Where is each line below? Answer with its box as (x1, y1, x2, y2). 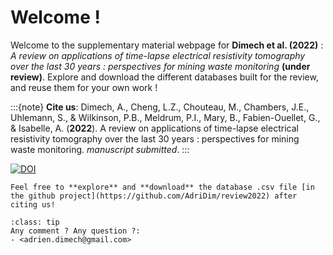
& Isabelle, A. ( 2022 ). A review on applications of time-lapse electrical (10, 122, 299, 134)
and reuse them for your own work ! (10, 81, 158, 93)
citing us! (10, 199, 56, 210)
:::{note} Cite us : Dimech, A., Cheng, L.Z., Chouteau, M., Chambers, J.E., (10, 101, 310, 113)
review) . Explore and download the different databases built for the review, (10, 71, 319, 83)
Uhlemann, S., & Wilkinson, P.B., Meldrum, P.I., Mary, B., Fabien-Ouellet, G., (10, 111, 321, 123)
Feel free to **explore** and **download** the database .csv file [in (10, 182, 315, 192)
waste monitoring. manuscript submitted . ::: (10, 143, 190, 155)
